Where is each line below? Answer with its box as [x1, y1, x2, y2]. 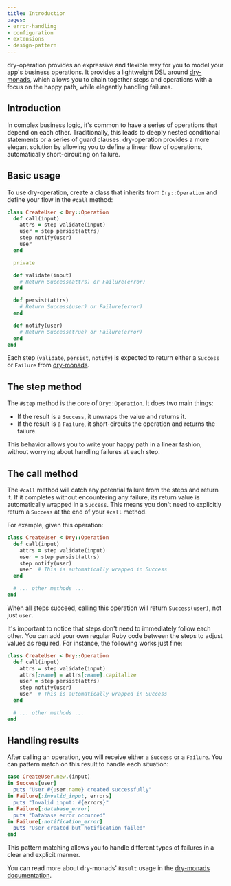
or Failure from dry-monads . [7, 361, 90, 370]
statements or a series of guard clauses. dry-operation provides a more [7, 135, 210, 144]
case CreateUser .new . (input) [7, 773, 91, 780]
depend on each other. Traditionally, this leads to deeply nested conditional [7, 128, 220, 136]
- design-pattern [7, 42, 57, 49]
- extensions [7, 36, 45, 43]
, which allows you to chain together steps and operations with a [30, 76, 212, 83]
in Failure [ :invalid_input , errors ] [7, 793, 112, 800]
